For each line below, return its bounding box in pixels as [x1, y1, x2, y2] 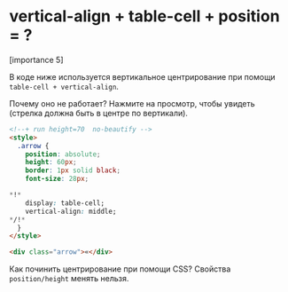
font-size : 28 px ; [25, 175, 90, 184]
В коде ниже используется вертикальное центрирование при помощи [9, 71, 276, 82]
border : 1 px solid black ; [25, 166, 121, 175]
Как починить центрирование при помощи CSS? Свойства [9, 264, 231, 274]
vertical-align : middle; [25, 207, 117, 216]
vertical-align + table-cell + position [9, 6, 281, 27]
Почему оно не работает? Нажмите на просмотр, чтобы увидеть [9, 98, 255, 108]
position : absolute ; [25, 149, 101, 159]
